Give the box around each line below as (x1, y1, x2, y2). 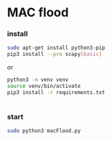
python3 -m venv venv (7, 76, 69, 83)
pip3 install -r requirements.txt (7, 89, 106, 96)
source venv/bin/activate (7, 83, 81, 90)
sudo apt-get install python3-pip (7, 44, 106, 52)
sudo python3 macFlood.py (7, 127, 81, 134)
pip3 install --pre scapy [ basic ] (7, 51, 102, 58)
